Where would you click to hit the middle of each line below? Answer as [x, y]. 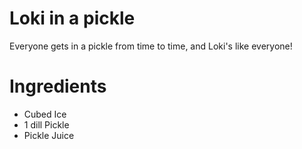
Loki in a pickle [72, 18]
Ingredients [58, 86]
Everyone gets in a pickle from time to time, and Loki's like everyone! [151, 46]
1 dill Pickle [46, 124]
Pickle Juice [49, 135]
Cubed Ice [45, 114]
